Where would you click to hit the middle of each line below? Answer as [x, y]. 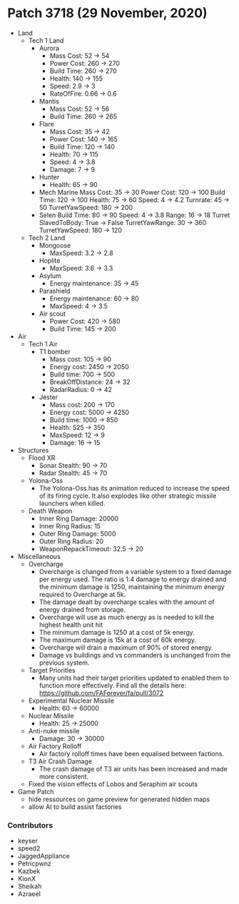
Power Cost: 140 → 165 [83, 139]
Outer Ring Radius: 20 [71, 541]
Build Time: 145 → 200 [83, 328]
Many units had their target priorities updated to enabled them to [134, 678]
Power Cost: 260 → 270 [85, 63]
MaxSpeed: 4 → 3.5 [79, 306]
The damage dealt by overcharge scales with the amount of [127, 602]
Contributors [30, 825]
